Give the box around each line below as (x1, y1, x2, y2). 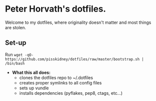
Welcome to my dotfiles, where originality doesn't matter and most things (5, 19, 152, 25)
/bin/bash (5, 61, 25, 66)
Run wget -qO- (5, 51, 34, 57)
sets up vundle (19, 85, 49, 91)
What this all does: (12, 69, 51, 75)
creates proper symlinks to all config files (19, 80, 102, 85)
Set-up (5, 39, 27, 47)
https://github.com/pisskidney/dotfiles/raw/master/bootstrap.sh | (5, 57, 144, 62)
